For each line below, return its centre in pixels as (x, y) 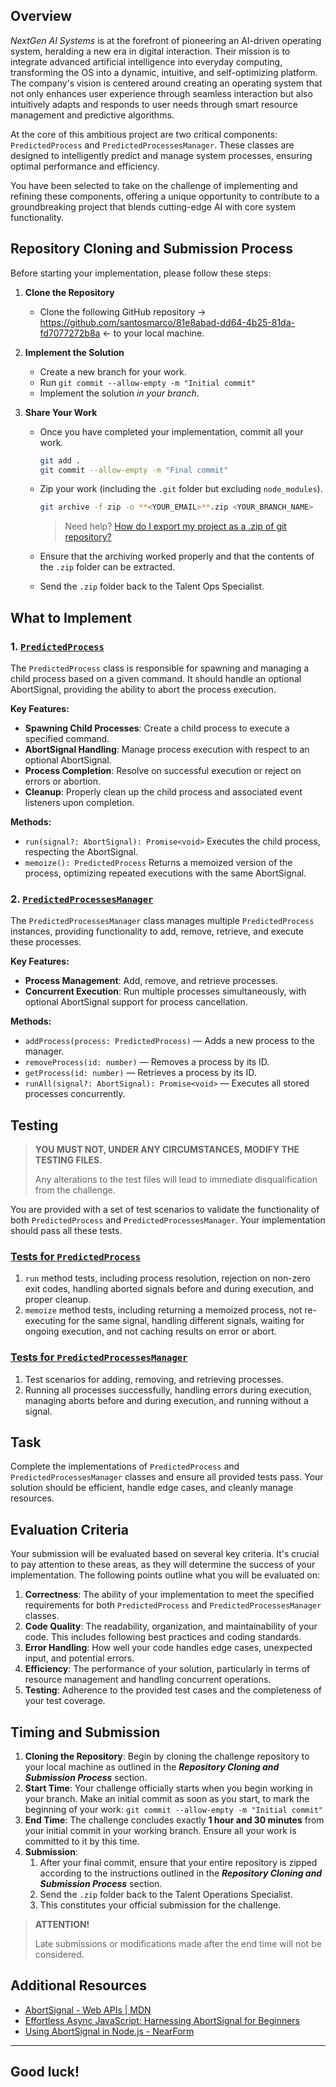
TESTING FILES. (68, 1160)
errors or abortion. (63, 781)
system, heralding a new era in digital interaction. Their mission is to (150, 51)
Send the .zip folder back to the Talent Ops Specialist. (152, 586)
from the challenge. (75, 1190)
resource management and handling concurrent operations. (148, 1680)
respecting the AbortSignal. (81, 851)
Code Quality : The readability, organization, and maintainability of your (171, 1626)
